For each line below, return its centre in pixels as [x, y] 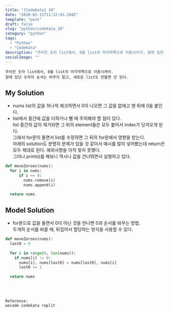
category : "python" [26, 33]
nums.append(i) [40, 185]
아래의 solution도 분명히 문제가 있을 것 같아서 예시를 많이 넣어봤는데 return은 [89, 144]
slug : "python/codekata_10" [35, 29]
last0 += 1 [30, 267]
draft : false [19, 24]
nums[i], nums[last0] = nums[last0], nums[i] [67, 263]
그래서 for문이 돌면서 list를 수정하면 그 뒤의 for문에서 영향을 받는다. [79, 137]
